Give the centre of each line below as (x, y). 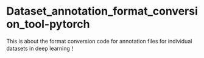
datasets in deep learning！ (41, 48)
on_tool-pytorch (48, 24)
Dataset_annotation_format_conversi (102, 11)
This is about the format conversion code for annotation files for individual (99, 41)
